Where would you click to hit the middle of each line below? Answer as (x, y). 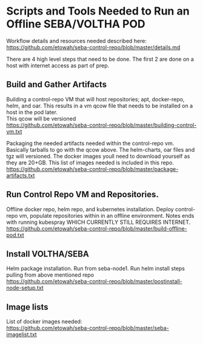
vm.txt (14, 131)
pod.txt (15, 235)
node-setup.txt (25, 288)
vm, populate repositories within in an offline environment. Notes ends (107, 215)
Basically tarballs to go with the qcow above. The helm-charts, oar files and (101, 149)
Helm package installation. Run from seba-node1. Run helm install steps (96, 269)
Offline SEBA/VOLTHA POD (76, 24)
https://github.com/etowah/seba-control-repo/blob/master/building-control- (101, 125)
